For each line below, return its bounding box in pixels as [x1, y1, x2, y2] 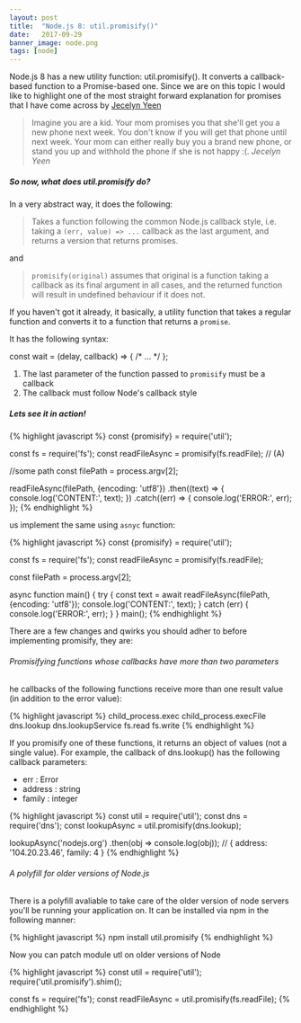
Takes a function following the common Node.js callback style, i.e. [31, 217, 277, 227]
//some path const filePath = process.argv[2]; [9, 466, 179, 476]
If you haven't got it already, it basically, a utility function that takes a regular [9, 307, 292, 317]
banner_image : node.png [9, 38, 99, 48]
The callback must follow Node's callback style [22, 387, 198, 398]
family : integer [22, 793, 78, 805]
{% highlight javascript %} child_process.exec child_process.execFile [9, 711, 267, 722]
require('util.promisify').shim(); [9, 976, 123, 987]
